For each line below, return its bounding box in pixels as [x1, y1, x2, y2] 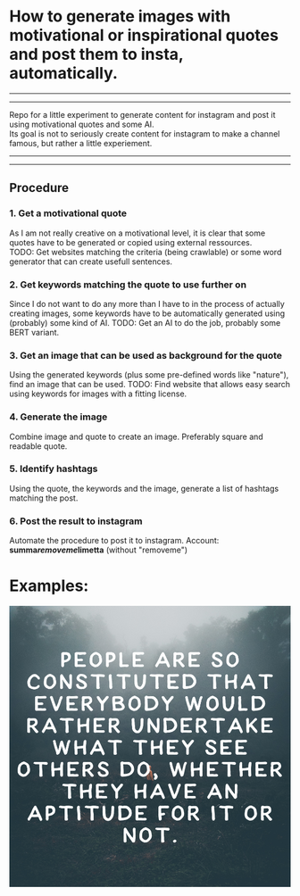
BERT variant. [9, 327, 60, 337]
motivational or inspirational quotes [9, 25, 279, 46]
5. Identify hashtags [9, 462, 98, 475]
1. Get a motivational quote [9, 207, 128, 220]
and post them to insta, [9, 45, 184, 64]
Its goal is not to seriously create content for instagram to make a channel [9, 128, 280, 139]
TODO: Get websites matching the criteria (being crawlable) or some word [9, 246, 282, 257]
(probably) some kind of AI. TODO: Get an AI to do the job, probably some [9, 317, 281, 328]
